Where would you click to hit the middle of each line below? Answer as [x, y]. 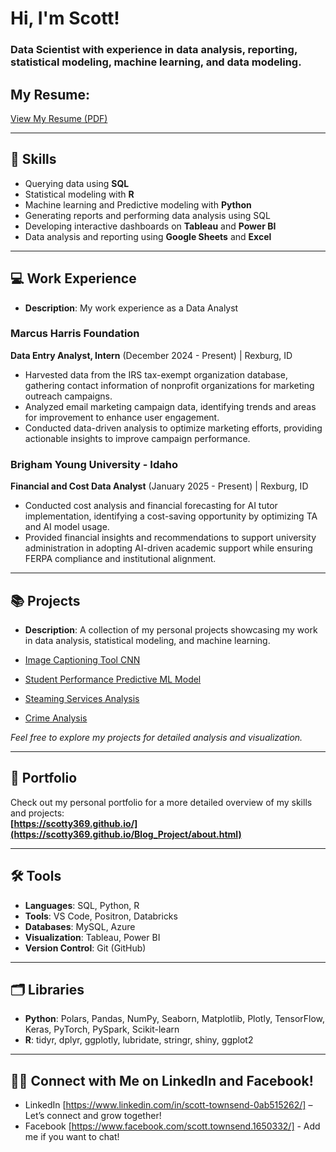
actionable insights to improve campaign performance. [137, 438]
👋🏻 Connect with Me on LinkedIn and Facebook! [162, 1080]
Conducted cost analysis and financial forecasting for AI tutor [151, 506]
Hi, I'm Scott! [65, 18]
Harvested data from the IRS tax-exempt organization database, [156, 374]
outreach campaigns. [68, 396]
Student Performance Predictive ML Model [113, 679]
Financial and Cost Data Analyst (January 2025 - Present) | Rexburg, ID [159, 486]
